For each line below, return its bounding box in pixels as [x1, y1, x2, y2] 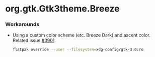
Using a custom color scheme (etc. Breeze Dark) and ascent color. [12, 32, 150, 38]
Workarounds [5, 21, 40, 28]
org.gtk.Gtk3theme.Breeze [5, 3, 120, 14]
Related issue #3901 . [12, 37, 56, 43]
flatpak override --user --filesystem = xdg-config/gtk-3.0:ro [12, 47, 144, 52]
